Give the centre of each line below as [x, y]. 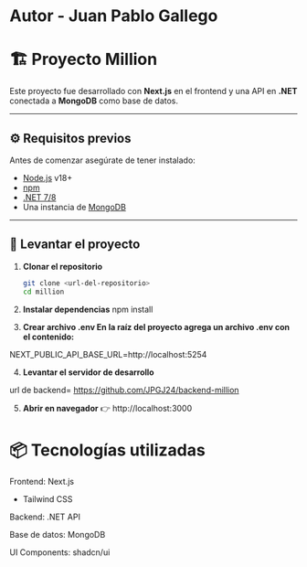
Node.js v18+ [48, 177]
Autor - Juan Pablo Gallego [114, 16]
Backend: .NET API [45, 517]
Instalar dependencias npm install [88, 309]
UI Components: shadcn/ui [60, 552]
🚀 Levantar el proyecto [75, 245]
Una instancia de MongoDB [74, 207]
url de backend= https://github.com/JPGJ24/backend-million [124, 390]
